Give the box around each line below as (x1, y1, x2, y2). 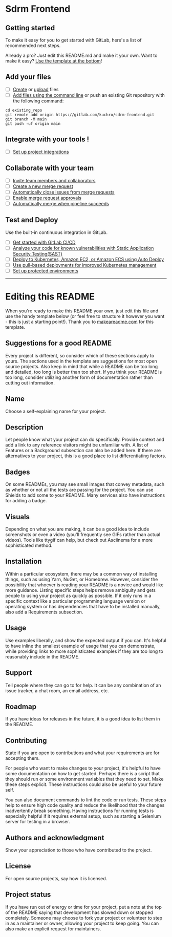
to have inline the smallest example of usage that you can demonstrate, (5, 643, 156, 649)
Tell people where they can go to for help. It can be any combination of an (5, 682, 161, 688)
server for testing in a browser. (5, 819, 70, 825)
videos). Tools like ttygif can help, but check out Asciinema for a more (5, 537, 153, 543)
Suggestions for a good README (5, 339, 112, 348)
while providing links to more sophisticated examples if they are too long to (5, 648, 164, 654)
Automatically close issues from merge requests (12, 189, 115, 195)
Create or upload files (12, 86, 59, 92)
